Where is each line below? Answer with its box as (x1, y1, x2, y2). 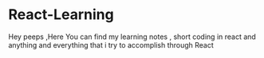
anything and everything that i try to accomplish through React (8, 40, 214, 49)
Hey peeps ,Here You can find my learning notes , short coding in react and (8, 32, 257, 41)
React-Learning (8, 6, 114, 24)
